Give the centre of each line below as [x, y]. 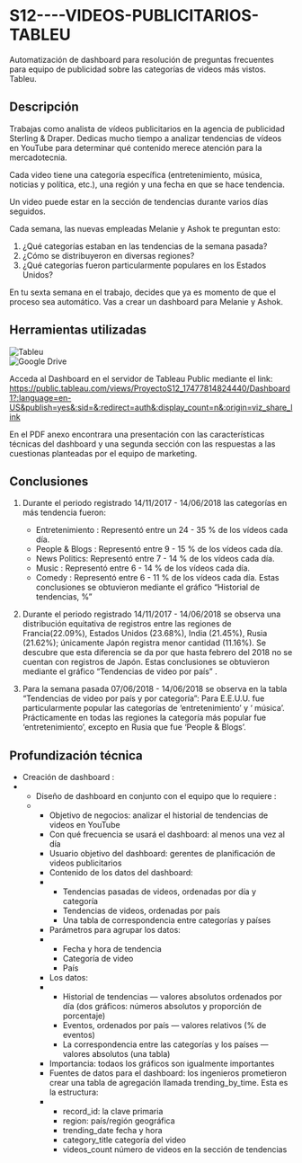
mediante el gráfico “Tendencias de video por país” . [120, 671]
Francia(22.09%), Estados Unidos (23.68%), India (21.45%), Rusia [145, 634]
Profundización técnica [76, 755]
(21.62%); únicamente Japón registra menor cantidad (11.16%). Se [144, 643]
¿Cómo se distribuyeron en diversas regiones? [108, 255]
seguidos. [28, 211]
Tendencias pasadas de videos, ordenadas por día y [160, 892]
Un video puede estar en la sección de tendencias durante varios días [139, 201]
